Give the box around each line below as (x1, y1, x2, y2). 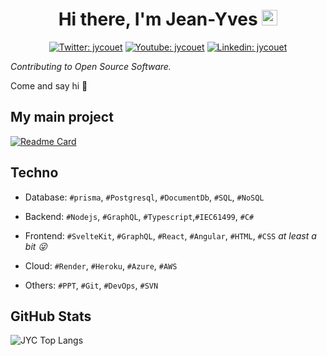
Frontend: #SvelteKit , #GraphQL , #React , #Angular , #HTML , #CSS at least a (24, 229, 317, 242)
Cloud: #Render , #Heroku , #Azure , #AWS (24, 259, 178, 272)
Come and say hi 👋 (10, 79, 88, 92)
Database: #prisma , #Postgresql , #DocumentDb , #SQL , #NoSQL (24, 191, 265, 203)
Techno (10, 164, 59, 182)
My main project (10, 109, 114, 126)
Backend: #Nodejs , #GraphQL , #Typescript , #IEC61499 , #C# (24, 210, 255, 222)
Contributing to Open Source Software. (10, 60, 172, 72)
